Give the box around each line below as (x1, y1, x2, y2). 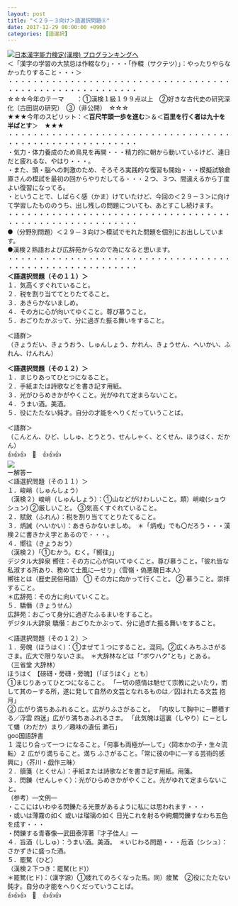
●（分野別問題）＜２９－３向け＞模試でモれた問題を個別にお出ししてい (7, 228, 218, 236)
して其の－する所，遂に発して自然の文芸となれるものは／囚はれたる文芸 (7, 687, 218, 695)
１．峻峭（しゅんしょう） (7, 486, 82, 495)
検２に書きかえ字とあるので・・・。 (7, 530, 113, 539)
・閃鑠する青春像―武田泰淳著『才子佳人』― (7, 829, 138, 837)
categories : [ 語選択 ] (7, 30, 68, 38)
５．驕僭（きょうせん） (7, 601, 76, 610)
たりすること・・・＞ (19, 68, 82, 77)
